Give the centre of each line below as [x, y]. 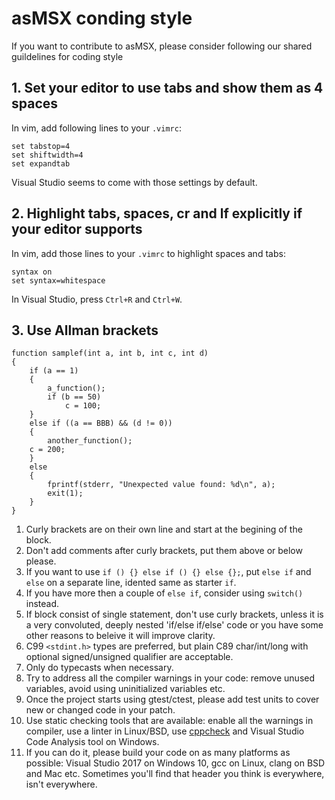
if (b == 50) [74, 397]
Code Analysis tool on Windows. [92, 742]
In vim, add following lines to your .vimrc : [96, 128]
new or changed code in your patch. [100, 710]
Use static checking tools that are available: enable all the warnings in [169, 721]
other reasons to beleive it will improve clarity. [120, 636]
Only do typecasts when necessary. [99, 668]
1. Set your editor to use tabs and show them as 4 [167, 88]
